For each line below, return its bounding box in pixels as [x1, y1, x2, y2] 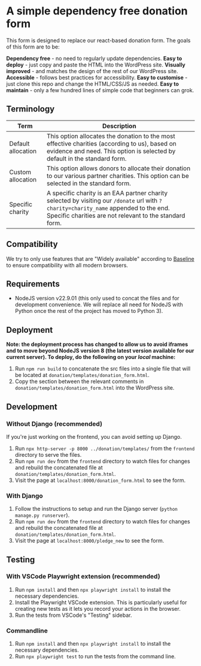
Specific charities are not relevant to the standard [47, 211, 185, 219]
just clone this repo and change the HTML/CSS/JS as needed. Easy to [6, 80, 179, 88]
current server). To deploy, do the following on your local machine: [6, 354, 176, 361]
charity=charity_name [47, 205, 108, 212]
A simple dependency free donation [6, 4, 188, 18]
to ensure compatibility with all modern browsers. [6, 261, 129, 269]
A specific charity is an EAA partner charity [47, 189, 168, 197]
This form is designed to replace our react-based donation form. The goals [6, 37, 191, 44]
